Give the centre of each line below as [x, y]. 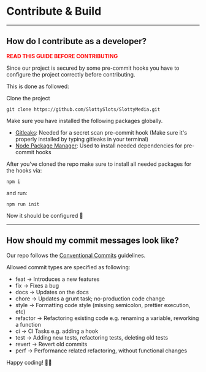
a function [28, 324]
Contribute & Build [54, 11]
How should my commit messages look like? [93, 241]
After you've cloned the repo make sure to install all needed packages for [99, 164]
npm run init [23, 204]
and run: [17, 193]
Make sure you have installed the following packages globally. [85, 121]
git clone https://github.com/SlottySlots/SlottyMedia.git [83, 109]
